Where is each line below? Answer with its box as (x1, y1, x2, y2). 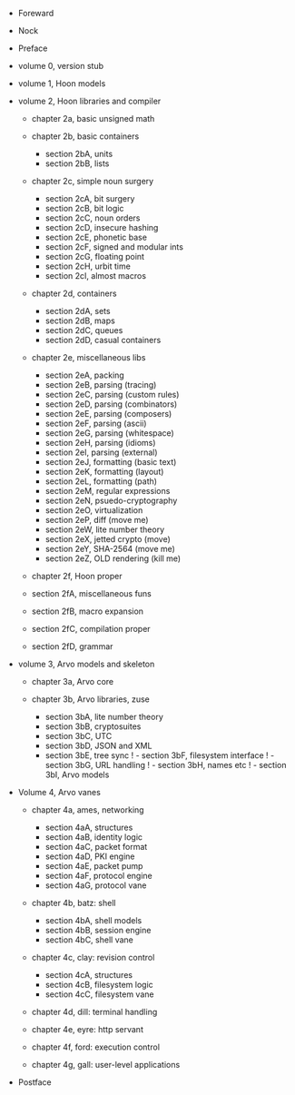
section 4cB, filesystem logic (44, 980, 154, 990)
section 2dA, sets (44, 306, 111, 316)
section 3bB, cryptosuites (44, 721, 142, 732)
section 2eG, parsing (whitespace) (44, 428, 174, 439)
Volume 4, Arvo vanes (17, 787, 102, 797)
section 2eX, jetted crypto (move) (44, 534, 171, 544)
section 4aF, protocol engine (44, 871, 152, 881)
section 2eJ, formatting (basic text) (44, 457, 177, 467)
